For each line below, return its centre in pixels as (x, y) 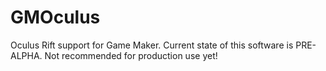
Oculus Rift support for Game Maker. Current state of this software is (152, 45)
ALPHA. (26, 55)
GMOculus (55, 17)
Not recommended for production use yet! (131, 55)
